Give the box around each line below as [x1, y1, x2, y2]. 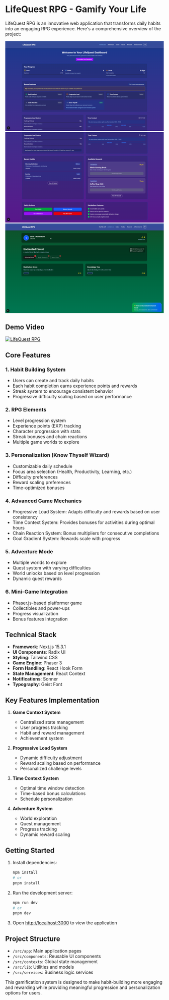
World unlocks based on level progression [12, 570, 100, 576]
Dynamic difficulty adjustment [20, 755, 82, 761]
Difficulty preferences [12, 473, 58, 480]
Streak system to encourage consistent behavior [12, 388, 114, 394]
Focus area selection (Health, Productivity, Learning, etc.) [12, 468, 132, 475]
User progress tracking [20, 724, 68, 730]
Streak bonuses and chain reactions [12, 434, 88, 440]
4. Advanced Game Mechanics [5, 497, 82, 504]
